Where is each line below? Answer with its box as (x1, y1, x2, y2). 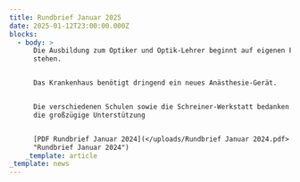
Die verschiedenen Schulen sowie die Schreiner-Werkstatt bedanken (32, 103, 290, 112)
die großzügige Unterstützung (32, 111, 146, 120)
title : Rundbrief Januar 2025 (9, 12, 122, 22)
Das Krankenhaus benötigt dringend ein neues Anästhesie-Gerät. (32, 79, 278, 87)
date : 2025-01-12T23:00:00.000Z (9, 21, 129, 30)
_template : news (9, 160, 70, 169)
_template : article (25, 151, 98, 161)
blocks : (9, 29, 38, 38)
